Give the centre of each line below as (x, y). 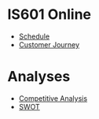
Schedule (34, 36)
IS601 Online (49, 15)
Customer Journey (49, 44)
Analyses (39, 77)
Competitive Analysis (53, 98)
